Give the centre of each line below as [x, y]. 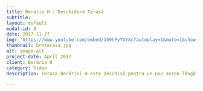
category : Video [27, 68]
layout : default [27, 23]
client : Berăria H [29, 62]
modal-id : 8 [21, 29]
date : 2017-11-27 [28, 34]
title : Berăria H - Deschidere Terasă [55, 12]
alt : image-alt [25, 51]
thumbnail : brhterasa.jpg [39, 46]
